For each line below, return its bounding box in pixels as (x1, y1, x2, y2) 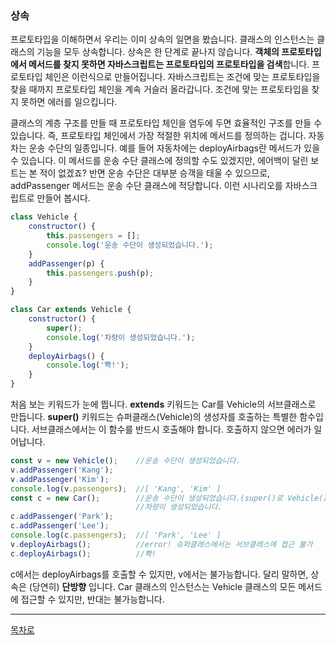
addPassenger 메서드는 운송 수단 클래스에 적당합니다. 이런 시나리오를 (10, 180, 283, 192)
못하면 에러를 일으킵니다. (20, 96, 118, 108)
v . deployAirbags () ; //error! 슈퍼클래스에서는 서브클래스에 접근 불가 (10, 539, 313, 549)
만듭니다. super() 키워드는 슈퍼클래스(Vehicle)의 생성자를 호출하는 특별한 (10, 411, 298, 423)
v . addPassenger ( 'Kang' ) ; (10, 465, 114, 475)
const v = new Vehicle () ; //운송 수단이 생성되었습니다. (10, 456, 241, 466)
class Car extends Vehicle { (10, 305, 132, 315)
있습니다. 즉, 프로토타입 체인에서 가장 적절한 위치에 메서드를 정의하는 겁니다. (10, 130, 307, 142)
